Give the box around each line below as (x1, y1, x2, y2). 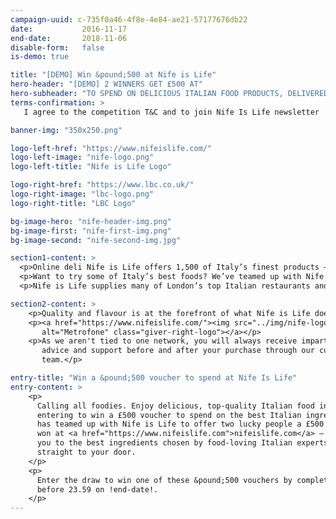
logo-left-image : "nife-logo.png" (10, 152, 155, 163)
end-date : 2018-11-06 (10, 33, 128, 43)
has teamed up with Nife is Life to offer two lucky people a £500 (36, 419, 325, 430)
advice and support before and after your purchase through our (41, 346, 315, 356)
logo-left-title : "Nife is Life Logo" (10, 162, 172, 172)
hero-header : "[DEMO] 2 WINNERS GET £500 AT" (10, 79, 203, 90)
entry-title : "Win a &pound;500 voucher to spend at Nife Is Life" (10, 373, 298, 383)
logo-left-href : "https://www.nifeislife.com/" (10, 143, 213, 153)
